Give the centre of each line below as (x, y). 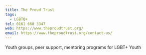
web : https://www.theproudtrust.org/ (44, 28)
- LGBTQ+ (19, 19)
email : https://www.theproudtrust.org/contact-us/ (59, 33)
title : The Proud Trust (30, 10)
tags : (11, 14)
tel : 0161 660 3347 (25, 24)
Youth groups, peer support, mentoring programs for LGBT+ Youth (73, 47)
